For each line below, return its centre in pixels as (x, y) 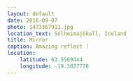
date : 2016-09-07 (33, 20)
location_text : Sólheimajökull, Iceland (67, 33)
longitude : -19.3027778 (55, 66)
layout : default (31, 14)
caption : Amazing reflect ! (48, 46)
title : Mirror (28, 40)
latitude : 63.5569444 (51, 60)
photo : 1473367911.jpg (40, 27)
